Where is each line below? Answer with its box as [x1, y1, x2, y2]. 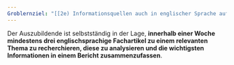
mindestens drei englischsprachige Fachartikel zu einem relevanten [7, 36, 208, 45]
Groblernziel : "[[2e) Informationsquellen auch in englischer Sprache [7, 10, 217, 17]
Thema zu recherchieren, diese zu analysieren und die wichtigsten [7, 44, 204, 52]
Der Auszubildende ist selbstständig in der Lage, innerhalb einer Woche [7, 29, 216, 37]
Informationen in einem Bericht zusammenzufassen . [7, 51, 162, 59]
